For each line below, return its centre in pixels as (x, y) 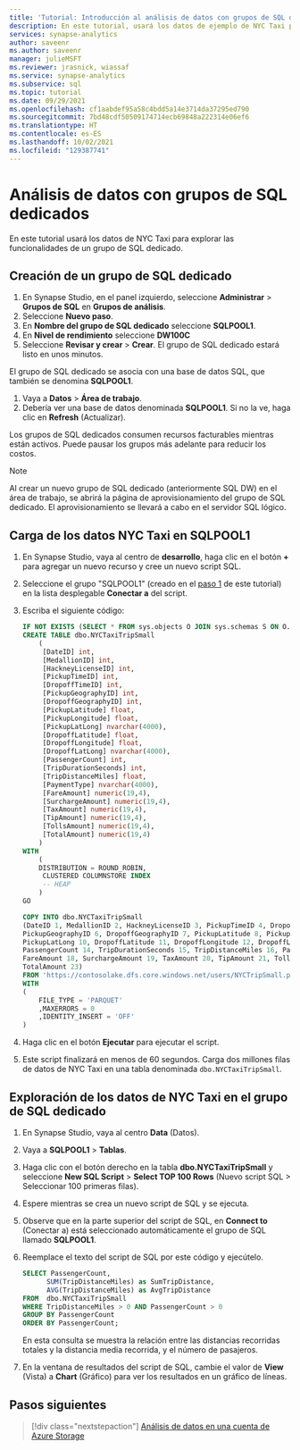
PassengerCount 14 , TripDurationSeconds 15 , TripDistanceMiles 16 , (150, 951)
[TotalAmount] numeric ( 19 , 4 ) (96, 835)
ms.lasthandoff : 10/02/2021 (62, 142)
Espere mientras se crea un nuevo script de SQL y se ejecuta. (136, 1203)
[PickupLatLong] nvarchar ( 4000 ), (104, 726)
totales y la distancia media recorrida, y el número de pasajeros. (140, 1350)
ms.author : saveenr (46, 51)
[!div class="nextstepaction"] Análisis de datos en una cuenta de (150, 1426)
